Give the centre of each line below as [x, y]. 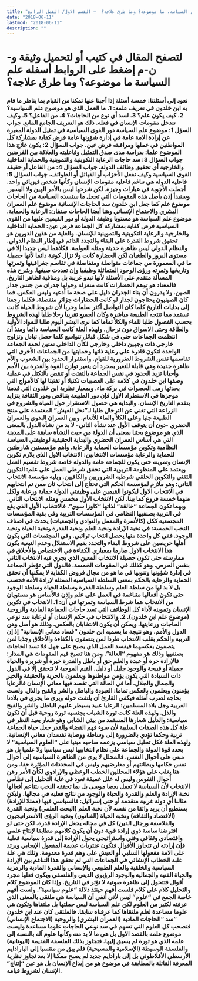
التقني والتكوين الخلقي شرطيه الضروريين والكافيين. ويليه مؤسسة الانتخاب [99, 477]
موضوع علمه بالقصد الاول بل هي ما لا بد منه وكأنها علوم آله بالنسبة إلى [94, 934]
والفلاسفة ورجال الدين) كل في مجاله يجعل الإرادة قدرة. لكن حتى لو [91, 823]
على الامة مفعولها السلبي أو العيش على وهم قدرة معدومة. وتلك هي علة [95, 853]
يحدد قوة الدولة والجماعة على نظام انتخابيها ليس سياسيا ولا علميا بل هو [95, 750]
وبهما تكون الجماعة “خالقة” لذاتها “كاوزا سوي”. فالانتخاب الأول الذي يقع [96, 506]
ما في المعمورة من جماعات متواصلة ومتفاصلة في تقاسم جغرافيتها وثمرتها [99, 263]
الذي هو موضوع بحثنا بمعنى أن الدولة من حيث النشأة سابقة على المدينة [95, 432]
